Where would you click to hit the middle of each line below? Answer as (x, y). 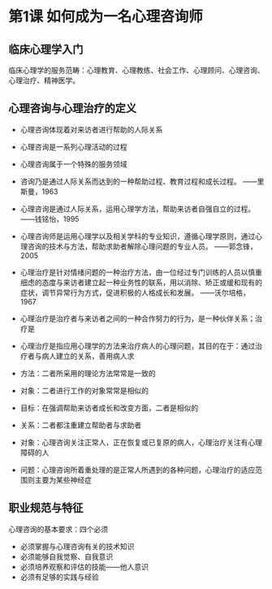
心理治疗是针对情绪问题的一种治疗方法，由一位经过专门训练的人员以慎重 (141, 272)
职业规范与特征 (46, 508)
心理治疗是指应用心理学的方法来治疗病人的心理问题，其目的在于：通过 (138, 345)
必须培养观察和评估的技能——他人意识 (84, 566)
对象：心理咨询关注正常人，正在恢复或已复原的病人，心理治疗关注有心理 (141, 442)
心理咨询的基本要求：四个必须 (58, 529)
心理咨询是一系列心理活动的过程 (73, 146)
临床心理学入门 (46, 49)
